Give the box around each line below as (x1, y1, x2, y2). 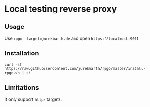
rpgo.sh (4, 70, 20, 75)
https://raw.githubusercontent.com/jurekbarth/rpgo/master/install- (4, 66, 146, 71)
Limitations (4, 83, 39, 92)
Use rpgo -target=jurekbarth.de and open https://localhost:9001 (4, 35, 139, 41)
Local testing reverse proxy (4, 3, 117, 14)
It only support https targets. (4, 96, 62, 102)
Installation (4, 49, 39, 57)
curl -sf (4, 62, 22, 67)
